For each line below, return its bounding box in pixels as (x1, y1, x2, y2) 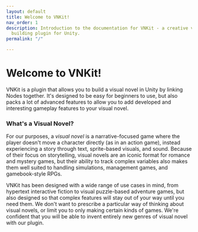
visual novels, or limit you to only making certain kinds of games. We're (6, 207, 179, 214)
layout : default (6, 8, 46, 15)
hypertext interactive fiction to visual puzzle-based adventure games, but (6, 188, 184, 195)
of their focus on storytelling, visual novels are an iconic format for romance (6, 151, 190, 159)
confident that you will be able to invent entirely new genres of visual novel (6, 213, 188, 220)
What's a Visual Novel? (6, 119, 74, 127)
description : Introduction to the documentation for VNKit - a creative (6, 25, 189, 31)
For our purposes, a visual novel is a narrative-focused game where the (6, 133, 180, 140)
